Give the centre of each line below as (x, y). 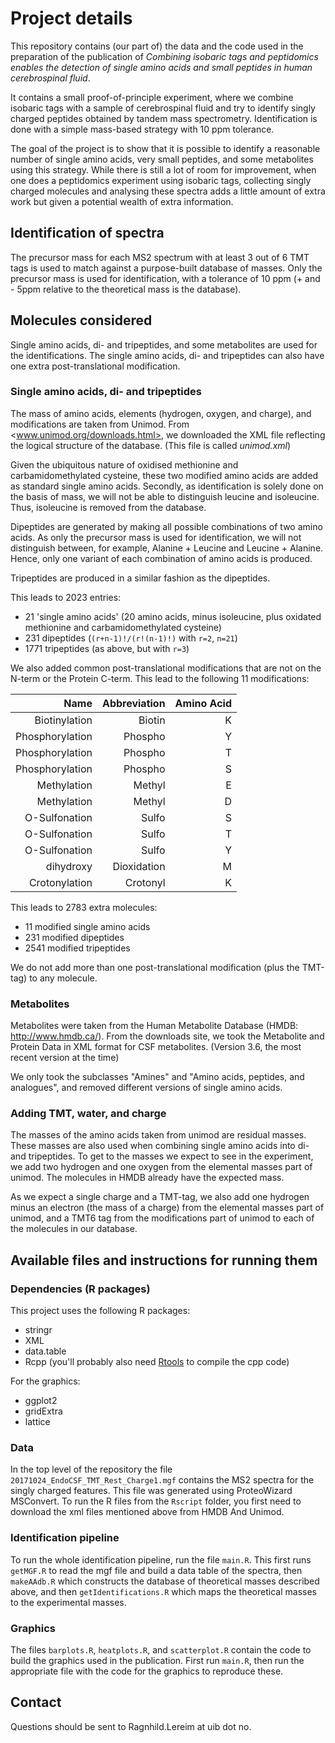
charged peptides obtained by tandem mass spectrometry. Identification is (164, 118)
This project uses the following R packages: (100, 1311)
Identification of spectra (87, 233)
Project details (71, 18)
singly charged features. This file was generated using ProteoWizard (151, 1491)
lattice (37, 1422)
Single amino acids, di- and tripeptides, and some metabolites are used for (164, 344)
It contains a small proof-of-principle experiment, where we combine (152, 97)
